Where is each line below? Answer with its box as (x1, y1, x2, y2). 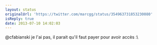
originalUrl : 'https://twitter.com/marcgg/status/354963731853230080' (5, 12, 153, 17)
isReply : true (5, 16, 34, 21)
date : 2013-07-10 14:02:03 (5, 21, 61, 26)
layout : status (5, 7, 36, 12)
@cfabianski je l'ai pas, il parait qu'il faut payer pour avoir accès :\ (5, 34, 139, 40)
